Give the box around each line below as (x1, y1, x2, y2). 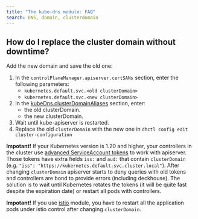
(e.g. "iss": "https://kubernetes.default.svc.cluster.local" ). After (6, 162, 180, 169)
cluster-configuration (14, 132, 72, 138)
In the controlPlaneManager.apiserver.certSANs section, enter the (14, 74, 179, 82)
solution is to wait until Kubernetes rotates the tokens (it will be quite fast (6, 181, 187, 188)
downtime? (6, 46, 49, 56)
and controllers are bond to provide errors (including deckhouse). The (6, 175, 180, 182)
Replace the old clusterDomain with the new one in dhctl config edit (14, 125, 188, 133)
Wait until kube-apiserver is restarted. (14, 119, 109, 126)
